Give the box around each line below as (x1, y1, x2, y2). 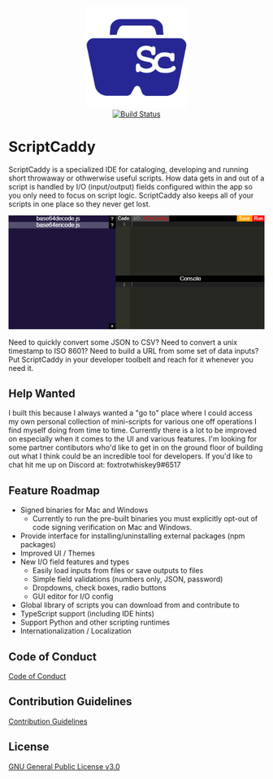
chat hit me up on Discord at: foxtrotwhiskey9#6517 (8, 460, 181, 470)
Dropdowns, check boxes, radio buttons (32, 583, 167, 593)
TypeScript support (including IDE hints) (19, 609, 154, 619)
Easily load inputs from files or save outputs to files (32, 566, 204, 576)
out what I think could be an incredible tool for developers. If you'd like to (8, 451, 253, 461)
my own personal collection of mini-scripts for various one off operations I (8, 417, 258, 427)
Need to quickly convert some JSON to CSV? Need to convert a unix (8, 337, 238, 347)
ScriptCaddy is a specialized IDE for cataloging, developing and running (8, 164, 249, 174)
